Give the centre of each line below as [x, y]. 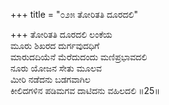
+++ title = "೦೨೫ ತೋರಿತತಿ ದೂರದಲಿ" [74, 14]
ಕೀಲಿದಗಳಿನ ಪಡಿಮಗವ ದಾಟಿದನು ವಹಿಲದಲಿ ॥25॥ [85, 90]
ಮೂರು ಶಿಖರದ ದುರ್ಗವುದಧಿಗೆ [55, 45]
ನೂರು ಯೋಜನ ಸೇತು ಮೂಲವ [56, 68]
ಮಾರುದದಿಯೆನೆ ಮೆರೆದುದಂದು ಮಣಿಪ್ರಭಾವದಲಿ [79, 57]
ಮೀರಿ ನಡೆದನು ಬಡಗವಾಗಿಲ [50, 79]
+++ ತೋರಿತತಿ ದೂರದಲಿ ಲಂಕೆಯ [61, 34]
